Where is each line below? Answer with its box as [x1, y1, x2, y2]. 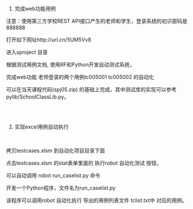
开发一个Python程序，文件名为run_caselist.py [6, 184, 116, 191]
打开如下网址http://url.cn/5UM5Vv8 [6, 36, 92, 43]
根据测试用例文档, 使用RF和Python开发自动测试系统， [6, 61, 135, 68]
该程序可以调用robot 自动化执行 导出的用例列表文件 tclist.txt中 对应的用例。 [6, 197, 188, 204]
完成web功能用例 [14, 5, 56, 12]
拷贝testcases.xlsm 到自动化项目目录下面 [6, 147, 105, 154]
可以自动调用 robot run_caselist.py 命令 [6, 172, 101, 179]
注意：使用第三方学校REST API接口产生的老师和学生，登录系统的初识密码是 [6, 18, 188, 25]
